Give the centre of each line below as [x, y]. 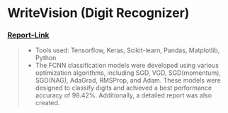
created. [47, 103]
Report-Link [28, 35]
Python [46, 58]
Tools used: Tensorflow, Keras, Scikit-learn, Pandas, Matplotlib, [127, 50]
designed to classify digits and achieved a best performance [124, 88]
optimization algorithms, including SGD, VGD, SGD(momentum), [128, 73]
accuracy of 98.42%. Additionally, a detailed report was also [124, 95]
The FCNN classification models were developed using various [127, 66]
